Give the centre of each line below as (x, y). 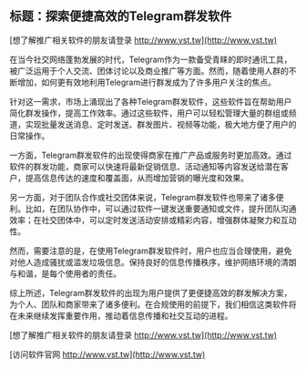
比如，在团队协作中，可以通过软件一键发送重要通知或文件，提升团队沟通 (161, 209)
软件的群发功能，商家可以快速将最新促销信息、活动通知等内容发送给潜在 (145, 166)
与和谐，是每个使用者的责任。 (65, 273)
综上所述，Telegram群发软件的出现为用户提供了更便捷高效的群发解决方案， (151, 292)
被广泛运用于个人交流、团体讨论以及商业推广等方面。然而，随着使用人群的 (149, 70)
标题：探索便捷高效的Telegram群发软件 (121, 16)
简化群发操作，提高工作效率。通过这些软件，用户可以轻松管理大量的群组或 (149, 113)
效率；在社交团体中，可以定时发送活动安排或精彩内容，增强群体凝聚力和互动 (153, 220)
